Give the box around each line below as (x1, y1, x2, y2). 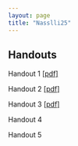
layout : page (8, 11, 51, 20)
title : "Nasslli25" (8, 19, 72, 27)
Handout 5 (8, 130, 42, 140)
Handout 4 (8, 115, 43, 125)
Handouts (8, 48, 57, 62)
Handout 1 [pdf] (8, 69, 58, 79)
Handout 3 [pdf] (8, 99, 60, 109)
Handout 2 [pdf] (8, 84, 60, 94)
